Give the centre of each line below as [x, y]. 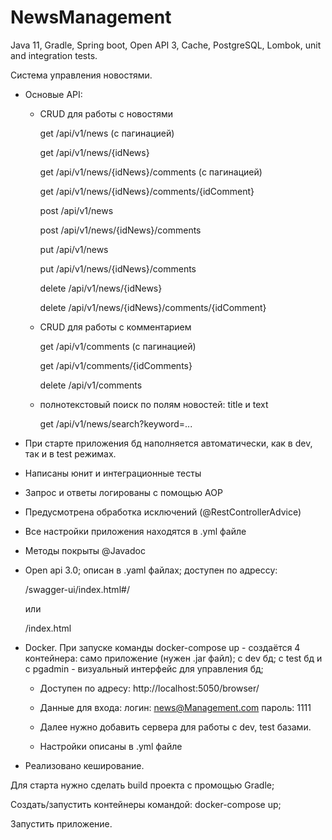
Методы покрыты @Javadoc [85, 550]
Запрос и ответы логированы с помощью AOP [123, 492]
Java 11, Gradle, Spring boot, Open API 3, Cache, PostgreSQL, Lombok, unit [166, 45]
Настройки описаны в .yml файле [111, 746]
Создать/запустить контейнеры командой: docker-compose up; [146, 804]
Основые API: [53, 94]
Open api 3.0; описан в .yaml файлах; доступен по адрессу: [151, 570]
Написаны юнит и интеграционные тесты [113, 473]
